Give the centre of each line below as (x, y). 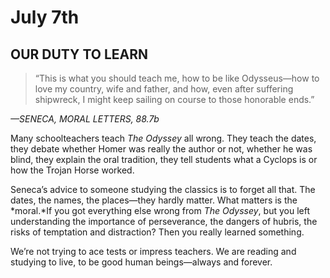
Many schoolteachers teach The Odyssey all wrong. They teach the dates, (163, 138)
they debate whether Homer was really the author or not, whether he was (161, 149)
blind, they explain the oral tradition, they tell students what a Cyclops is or (164, 159)
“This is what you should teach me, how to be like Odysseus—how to (177, 78)
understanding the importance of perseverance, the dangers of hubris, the (164, 221)
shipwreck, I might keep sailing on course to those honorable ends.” (174, 99)
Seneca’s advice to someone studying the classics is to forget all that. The (163, 189)
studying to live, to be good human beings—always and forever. (141, 262)
